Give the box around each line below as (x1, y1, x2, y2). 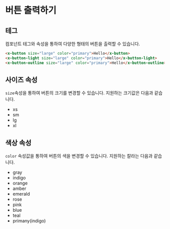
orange (12, 180, 28, 186)
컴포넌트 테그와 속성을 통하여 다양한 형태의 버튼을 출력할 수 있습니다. (5, 41, 140, 47)
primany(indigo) (12, 218, 46, 224)
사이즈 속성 (5, 75, 38, 84)
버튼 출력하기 (5, 5, 57, 16)
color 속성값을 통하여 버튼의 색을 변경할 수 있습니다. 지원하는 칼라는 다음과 (5, 153, 153, 159)
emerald (12, 191, 30, 197)
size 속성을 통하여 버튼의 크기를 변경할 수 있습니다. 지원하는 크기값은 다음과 (5, 90, 153, 96)
